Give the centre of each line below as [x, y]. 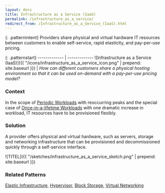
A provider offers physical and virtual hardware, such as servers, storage [79, 136]
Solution [16, 126]
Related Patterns [25, 175]
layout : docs [19, 10]
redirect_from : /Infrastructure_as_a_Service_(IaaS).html [66, 24]
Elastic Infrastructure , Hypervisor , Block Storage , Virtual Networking [75, 186]
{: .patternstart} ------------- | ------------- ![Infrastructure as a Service [78, 58]
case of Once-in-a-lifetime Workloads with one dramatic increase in [74, 107]
